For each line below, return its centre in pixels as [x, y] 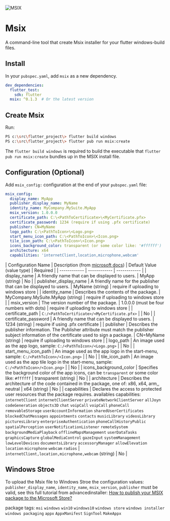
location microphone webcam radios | [42, 448]
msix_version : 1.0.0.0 [34, 213]
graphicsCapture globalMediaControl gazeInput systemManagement [73, 438]
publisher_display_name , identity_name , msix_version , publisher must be [81, 487]
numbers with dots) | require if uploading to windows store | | [69, 308]
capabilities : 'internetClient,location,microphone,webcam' [74, 255]
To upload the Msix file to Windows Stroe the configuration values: [75, 481]
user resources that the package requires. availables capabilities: [73, 394]
